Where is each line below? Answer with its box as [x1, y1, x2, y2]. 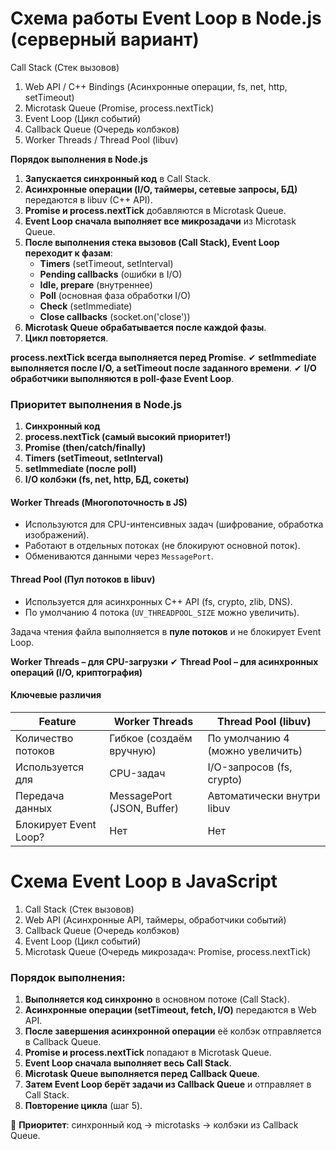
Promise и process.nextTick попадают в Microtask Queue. [24, 1047, 272, 1059]
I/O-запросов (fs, [207, 760, 293, 774]
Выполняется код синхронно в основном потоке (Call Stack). [24, 993, 290, 1006]
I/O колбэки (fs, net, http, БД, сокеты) [24, 473, 190, 486]
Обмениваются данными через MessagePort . [24, 550, 214, 562]
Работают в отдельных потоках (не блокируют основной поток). [24, 540, 301, 552]
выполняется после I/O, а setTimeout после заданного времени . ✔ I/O [10, 362, 317, 374]
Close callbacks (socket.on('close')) [39, 310, 191, 322]
